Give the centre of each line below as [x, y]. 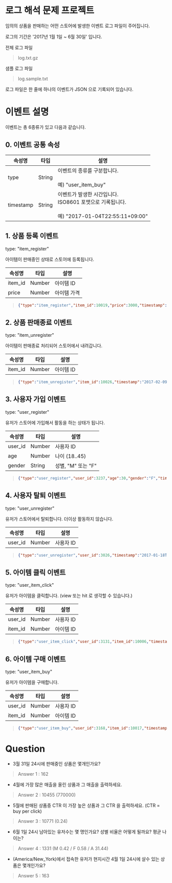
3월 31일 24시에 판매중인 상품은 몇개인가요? [57, 763]
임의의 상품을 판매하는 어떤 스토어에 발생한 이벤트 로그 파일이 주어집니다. [78, 26]
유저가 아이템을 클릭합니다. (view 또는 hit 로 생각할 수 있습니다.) [69, 596]
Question [25, 749]
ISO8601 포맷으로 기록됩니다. [92, 202]
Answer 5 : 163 [34, 875]
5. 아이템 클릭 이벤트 [36, 572]
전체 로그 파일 [19, 47]
